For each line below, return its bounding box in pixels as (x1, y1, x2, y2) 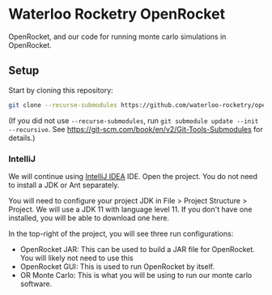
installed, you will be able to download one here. (8, 212, 170, 223)
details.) (8, 133, 36, 143)
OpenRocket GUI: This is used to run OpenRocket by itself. (19, 261, 215, 271)
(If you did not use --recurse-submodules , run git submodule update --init (8, 115, 259, 126)
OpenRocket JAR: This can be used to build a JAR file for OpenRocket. (19, 244, 255, 254)
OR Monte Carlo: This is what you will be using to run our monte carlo (19, 270, 253, 280)
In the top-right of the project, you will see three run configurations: (8, 229, 234, 238)
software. (19, 279, 53, 289)
